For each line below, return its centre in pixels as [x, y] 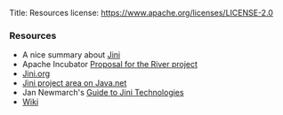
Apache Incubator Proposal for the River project [110, 65]
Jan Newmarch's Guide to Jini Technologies [103, 93]
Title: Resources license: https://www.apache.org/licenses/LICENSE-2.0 [141, 13]
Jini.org [36, 73]
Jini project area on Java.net [74, 83]
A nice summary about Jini [71, 55]
